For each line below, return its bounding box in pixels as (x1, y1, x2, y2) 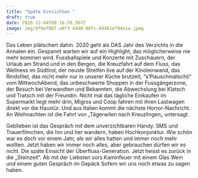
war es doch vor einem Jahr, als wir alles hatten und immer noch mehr (6, 135, 177, 142)
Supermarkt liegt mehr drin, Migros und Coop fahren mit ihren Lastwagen (6, 98, 185, 106)
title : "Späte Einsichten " (6, 8, 76, 15)
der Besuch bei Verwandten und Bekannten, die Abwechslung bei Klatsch (6, 85, 186, 93)
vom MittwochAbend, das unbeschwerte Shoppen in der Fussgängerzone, (6, 80, 187, 87)
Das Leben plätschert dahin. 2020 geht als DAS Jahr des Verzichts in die (6, 42, 183, 49)
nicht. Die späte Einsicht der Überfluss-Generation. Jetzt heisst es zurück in (6, 148, 191, 155)
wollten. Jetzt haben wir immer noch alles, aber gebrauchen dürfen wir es (6, 141, 186, 148)
